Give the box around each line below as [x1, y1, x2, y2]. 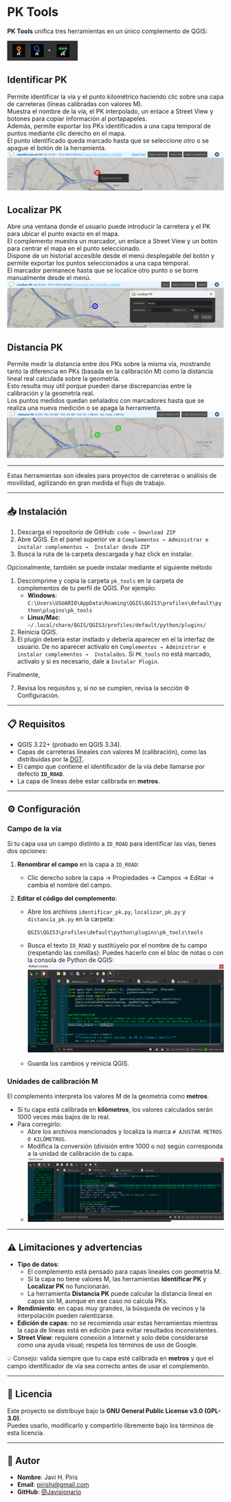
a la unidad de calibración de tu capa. [27, 1150, 134, 1158]
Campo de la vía [7, 823, 62, 833]
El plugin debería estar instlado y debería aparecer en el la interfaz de [16, 635, 214, 643]
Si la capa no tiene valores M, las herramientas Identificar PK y [27, 1274, 207, 1283]
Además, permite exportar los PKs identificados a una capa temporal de [7, 121, 211, 130]
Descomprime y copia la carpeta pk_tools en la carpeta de [16, 577, 184, 585]
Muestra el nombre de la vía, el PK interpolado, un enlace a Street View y [7, 107, 214, 115]
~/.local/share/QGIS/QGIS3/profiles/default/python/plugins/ [27, 621, 206, 628]
